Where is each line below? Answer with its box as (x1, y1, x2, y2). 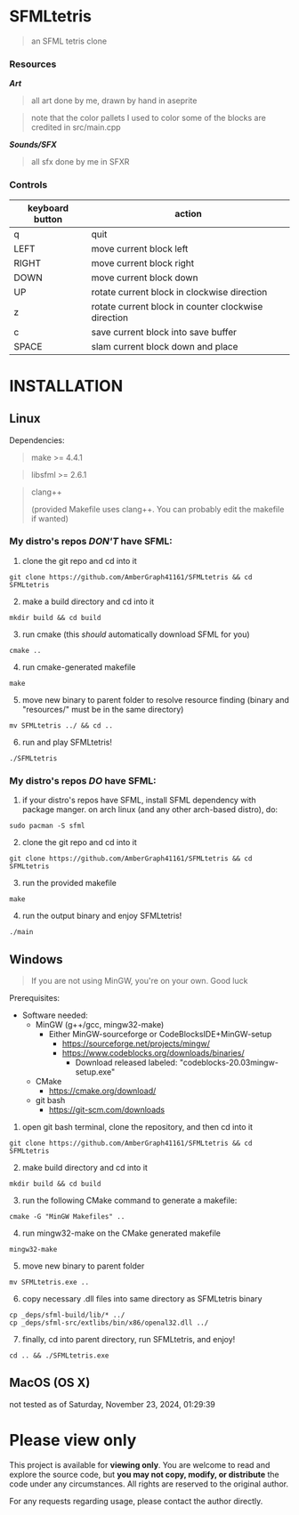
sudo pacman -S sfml (9, 821, 86, 831)
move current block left (91, 242, 189, 254)
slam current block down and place (91, 340, 238, 352)
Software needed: (21, 1010, 89, 1020)
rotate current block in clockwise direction (91, 286, 268, 298)
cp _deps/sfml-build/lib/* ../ (9, 1310, 125, 1319)
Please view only (9, 1430, 137, 1450)
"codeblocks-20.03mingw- (179, 1057, 279, 1068)
